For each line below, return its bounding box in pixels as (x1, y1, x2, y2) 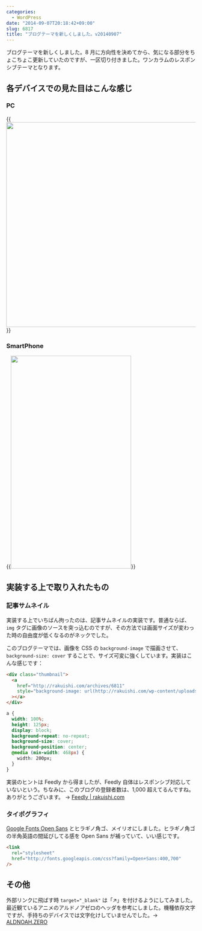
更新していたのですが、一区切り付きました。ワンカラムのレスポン (32, 56, 195, 63)
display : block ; (11, 727, 52, 734)
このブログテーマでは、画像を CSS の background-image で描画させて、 (6, 644, 182, 651)
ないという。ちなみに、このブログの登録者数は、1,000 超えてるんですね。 (11, 785, 194, 793)
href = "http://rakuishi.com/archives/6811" (17, 683, 125, 689)
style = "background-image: (17, 688, 82, 694)
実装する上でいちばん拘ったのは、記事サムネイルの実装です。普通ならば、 (6, 616, 191, 624)
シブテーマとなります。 (6, 64, 64, 71)
